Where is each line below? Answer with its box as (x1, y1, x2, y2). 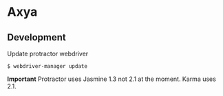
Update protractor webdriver (7, 49, 89, 58)
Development (7, 32, 67, 43)
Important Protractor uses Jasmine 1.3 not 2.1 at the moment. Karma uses (7, 75, 217, 83)
